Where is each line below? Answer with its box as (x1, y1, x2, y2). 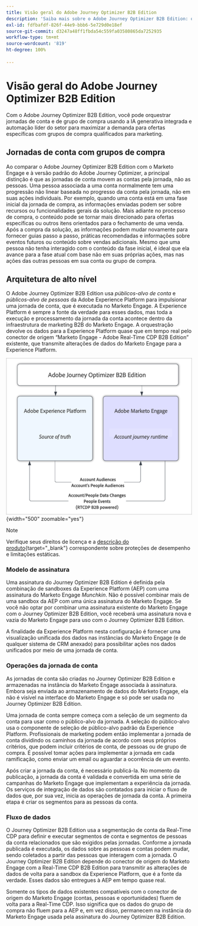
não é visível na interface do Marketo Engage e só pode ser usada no (6, 694, 175, 701)
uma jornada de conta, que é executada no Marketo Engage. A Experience (6, 302, 187, 309)
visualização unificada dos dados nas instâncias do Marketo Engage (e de (6, 634, 187, 641)
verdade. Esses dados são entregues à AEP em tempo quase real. (6, 876, 166, 883)
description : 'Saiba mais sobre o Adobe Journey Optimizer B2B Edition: (6, 15, 189, 22)
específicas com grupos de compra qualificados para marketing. (6, 130, 163, 137)
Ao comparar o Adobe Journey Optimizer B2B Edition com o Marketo (6, 163, 174, 170)
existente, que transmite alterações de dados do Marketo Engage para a (6, 340, 181, 347)
